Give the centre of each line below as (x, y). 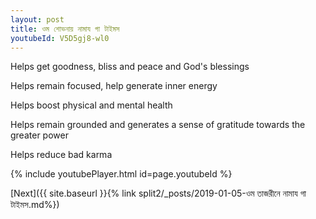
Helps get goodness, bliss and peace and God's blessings (130, 67)
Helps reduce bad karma (61, 155)
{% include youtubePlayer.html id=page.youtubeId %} (121, 174)
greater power (39, 135)
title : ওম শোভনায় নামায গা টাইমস (65, 29)
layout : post (37, 19)
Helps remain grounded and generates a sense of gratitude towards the (158, 125)
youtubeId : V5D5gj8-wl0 (60, 38)
